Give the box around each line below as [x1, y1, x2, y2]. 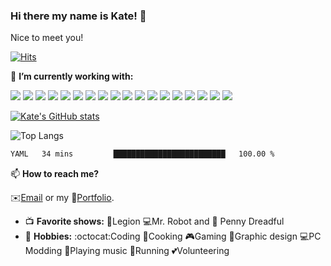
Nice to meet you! [10, 32, 84, 44]
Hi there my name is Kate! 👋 [10, 9, 147, 23]
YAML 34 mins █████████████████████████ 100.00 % [10, 149, 275, 159]
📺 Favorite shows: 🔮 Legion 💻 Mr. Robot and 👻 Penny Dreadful [24, 215, 285, 228]
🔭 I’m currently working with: [10, 70, 134, 83]
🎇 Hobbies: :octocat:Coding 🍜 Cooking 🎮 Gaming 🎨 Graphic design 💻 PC [24, 230, 322, 243]
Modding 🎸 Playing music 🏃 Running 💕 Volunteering [24, 245, 230, 257]
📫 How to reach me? [10, 168, 100, 180]
